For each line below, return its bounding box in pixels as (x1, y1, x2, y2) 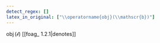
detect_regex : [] (6, 8, 49, 15)
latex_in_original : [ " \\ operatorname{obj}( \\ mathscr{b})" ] (6, 14, 155, 20)
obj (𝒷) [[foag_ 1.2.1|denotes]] (6, 30, 76, 37)
